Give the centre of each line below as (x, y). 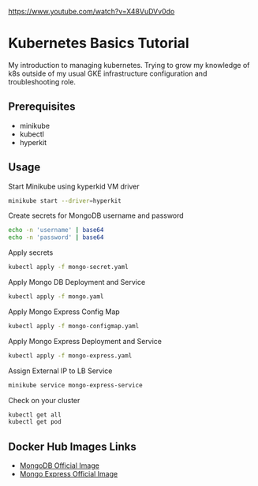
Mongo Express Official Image (69, 474)
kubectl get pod (35, 422)
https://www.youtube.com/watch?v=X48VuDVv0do (92, 11)
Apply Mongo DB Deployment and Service (77, 282)
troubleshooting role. (42, 81)
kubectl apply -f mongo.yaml (56, 297)
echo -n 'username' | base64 (56, 230)
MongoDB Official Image (60, 465)
